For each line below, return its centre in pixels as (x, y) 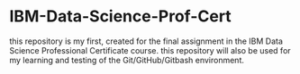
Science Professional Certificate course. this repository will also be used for (150, 50)
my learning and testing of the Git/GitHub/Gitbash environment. (127, 60)
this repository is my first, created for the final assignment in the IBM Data (146, 41)
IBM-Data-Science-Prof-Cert (120, 16)
